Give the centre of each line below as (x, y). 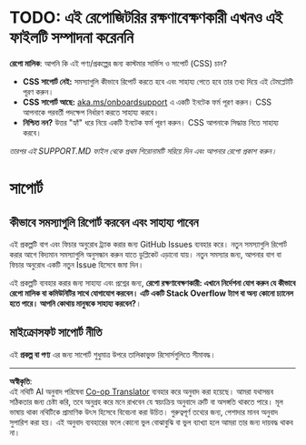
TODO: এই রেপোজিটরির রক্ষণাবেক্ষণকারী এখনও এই (146, 18)
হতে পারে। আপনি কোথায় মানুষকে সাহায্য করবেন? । (76, 303)
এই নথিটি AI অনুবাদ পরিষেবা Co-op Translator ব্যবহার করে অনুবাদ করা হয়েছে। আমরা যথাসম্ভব (142, 391)
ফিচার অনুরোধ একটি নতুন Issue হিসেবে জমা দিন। (77, 264)
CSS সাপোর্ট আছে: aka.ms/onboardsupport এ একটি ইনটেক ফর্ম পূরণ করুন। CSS (147, 102)
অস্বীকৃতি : (21, 381)
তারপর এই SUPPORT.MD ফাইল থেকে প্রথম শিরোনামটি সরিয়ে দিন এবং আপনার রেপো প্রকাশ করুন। (143, 151)
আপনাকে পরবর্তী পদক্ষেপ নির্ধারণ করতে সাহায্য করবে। (91, 112)
